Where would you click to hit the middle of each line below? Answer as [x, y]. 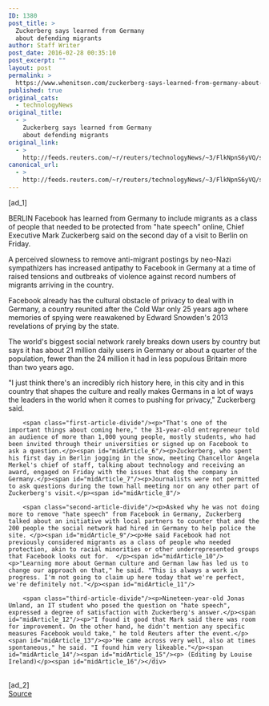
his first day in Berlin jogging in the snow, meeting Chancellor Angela [134, 458]
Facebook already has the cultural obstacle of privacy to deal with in [121, 300]
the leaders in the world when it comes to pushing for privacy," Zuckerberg [132, 400]
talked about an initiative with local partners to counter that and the [134, 521]
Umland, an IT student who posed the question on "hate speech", [119, 605]
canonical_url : [34, 165]
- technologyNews [44, 105]
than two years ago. [41, 367]
